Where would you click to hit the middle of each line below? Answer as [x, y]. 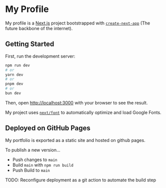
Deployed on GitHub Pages [48, 128]
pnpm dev [14, 84]
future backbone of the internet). [39, 28]
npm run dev [17, 65]
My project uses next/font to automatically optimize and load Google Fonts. [83, 112]
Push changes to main [35, 159]
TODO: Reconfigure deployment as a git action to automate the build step [81, 180]
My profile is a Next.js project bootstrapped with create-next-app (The [78, 23]
